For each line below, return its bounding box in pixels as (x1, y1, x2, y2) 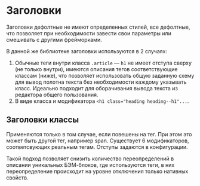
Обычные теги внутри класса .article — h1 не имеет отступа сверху (14, 59, 192, 66)
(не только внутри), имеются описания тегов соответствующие (14, 65, 178, 72)
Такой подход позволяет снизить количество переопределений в (6, 155, 174, 162)
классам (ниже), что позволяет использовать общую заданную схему (14, 72, 195, 79)
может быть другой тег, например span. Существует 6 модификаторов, (6, 137, 189, 144)
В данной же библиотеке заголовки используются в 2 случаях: (6, 47, 167, 54)
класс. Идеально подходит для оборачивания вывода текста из (14, 84, 178, 92)
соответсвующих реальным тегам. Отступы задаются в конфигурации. (6, 143, 188, 150)
